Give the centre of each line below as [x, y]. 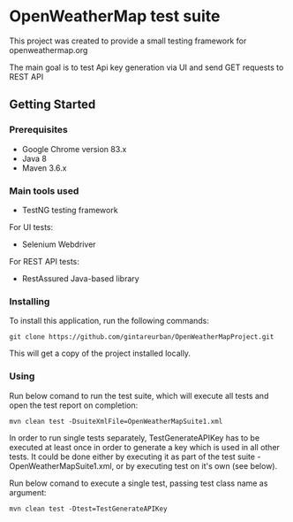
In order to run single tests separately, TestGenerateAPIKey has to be [135, 438]
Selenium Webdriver [59, 244]
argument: [28, 492]
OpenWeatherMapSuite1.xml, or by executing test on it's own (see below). [143, 465]
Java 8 [34, 158]
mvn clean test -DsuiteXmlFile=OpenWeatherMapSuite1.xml [116, 421]
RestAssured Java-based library [80, 278]
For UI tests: [31, 226]
